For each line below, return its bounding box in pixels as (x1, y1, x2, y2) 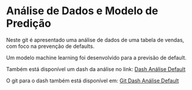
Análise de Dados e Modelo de (6, 4, 158, 18)
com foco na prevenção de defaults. (6, 43, 95, 50)
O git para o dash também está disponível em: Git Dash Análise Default (6, 77, 179, 84)
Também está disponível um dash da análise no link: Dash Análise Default (6, 65, 185, 72)
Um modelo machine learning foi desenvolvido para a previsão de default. (6, 54, 187, 61)
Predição (6, 17, 52, 30)
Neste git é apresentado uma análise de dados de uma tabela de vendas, (6, 36, 185, 43)
